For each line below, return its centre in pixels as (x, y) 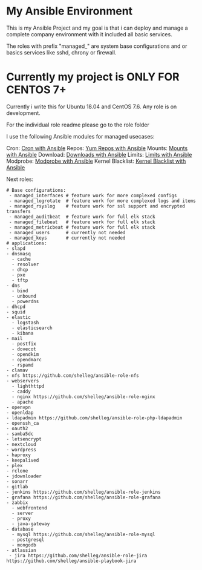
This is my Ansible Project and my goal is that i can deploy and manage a (97, 28)
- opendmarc (27, 359)
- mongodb (24, 545)
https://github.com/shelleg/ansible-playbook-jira (71, 561)
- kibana (23, 333)
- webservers (23, 381)
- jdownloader (24, 476)
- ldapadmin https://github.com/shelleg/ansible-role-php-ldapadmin (94, 418)
